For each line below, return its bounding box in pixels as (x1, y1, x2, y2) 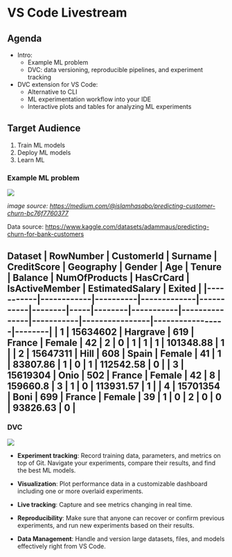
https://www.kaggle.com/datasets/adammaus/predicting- (44, 223, 210, 231)
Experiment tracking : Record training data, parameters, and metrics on (17, 451, 222, 459)
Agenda (7, 33, 42, 44)
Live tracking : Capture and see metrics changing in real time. (17, 500, 193, 508)
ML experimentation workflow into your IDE (27, 95, 151, 103)
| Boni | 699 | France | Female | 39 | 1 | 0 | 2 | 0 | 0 (7, 391, 222, 403)
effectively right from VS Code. (17, 542, 106, 550)
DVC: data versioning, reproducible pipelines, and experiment (27, 66, 203, 74)
